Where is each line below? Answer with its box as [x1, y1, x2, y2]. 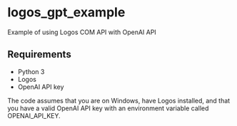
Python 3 [17, 67, 45, 75]
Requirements [7, 48, 71, 61]
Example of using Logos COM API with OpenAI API [7, 28, 157, 36]
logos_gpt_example [7, 4, 126, 21]
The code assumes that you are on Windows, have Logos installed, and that [7, 96, 231, 105]
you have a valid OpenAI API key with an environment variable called [7, 104, 209, 112]
